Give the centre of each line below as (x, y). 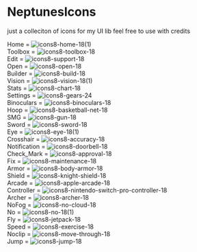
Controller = (24, 190)
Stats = (17, 88)
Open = (18, 66)
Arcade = (20, 183)
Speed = (19, 227)
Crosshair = (24, 139)
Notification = (26, 146)
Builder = (20, 73)
